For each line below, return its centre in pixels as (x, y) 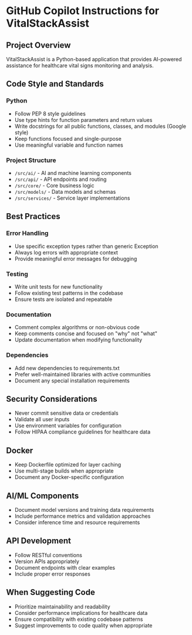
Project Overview (38, 45)
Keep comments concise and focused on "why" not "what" (86, 333)
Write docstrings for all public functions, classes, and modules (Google (100, 126)
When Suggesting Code (50, 592)
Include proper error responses (53, 574)
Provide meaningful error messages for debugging (76, 259)
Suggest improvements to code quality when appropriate (83, 625)
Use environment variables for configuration (68, 426)
